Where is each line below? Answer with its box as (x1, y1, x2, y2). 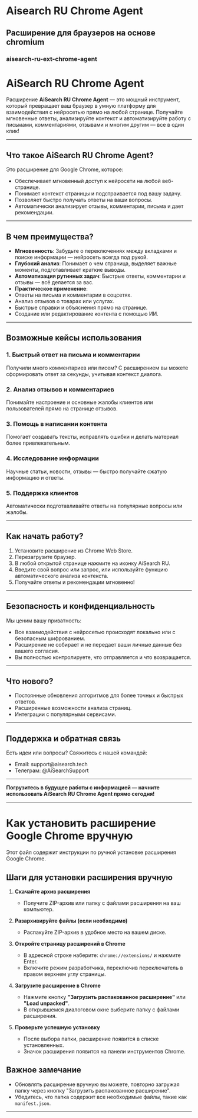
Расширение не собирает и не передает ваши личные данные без (14, 641, 182, 648)
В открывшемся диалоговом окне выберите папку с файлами (23, 1005, 180, 1013)
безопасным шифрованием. (14, 635, 85, 642)
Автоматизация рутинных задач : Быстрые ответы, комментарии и (14, 272, 186, 279)
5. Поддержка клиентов (6, 489, 78, 497)
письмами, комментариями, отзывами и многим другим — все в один (6, 121, 184, 128)
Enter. (23, 958, 38, 965)
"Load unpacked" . (23, 1000, 70, 1007)
